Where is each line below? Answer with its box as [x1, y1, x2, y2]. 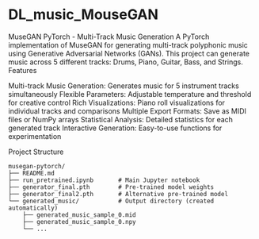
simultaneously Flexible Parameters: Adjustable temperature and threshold [8, 89, 252, 98]
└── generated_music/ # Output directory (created [8, 197, 215, 205]
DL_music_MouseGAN [8, 6, 158, 24]
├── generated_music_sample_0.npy [22, 218, 136, 226]
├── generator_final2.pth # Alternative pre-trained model [8, 190, 228, 198]
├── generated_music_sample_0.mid [22, 210, 136, 219]
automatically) [8, 204, 59, 212]
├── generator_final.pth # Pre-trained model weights [8, 183, 215, 191]
